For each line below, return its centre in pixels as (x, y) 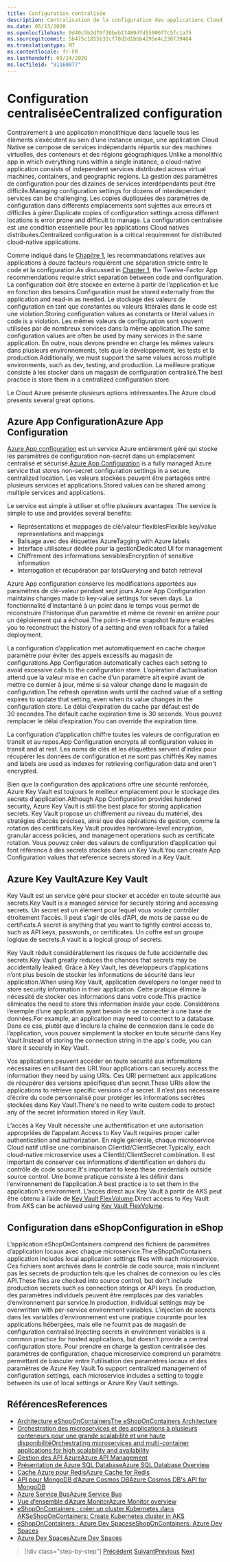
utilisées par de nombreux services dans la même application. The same (108, 328)
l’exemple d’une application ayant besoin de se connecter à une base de (109, 1011)
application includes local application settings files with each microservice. (113, 1258)
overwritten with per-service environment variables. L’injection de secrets (112, 1310)
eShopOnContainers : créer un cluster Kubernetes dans (95, 1508)
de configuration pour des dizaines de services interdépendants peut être (112, 184)
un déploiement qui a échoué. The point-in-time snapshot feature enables (111, 620)
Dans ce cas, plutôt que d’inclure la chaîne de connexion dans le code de (111, 1026)
